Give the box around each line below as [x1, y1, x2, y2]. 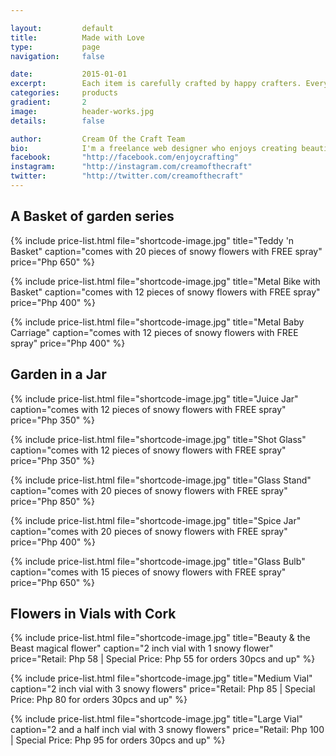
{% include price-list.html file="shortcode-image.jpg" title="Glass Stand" [10, 474, 312, 486]
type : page [10, 42, 101, 52]
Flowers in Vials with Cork [10, 605, 177, 622]
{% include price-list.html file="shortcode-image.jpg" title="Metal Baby [10, 316, 305, 328]
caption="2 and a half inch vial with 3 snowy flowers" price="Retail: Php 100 [10, 724, 325, 736]
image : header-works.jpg [10, 106, 155, 116]
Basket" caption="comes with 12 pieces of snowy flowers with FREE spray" [10, 286, 321, 298]
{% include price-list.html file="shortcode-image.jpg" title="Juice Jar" [10, 392, 299, 405]
